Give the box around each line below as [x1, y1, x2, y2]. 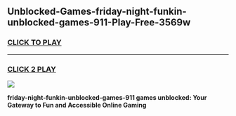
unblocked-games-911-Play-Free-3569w [7, 17, 191, 29]
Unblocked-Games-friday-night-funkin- [7, 6, 188, 18]
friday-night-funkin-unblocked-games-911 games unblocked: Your [7, 93, 207, 101]
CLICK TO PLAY [7, 38, 62, 48]
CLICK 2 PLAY [7, 64, 56, 74]
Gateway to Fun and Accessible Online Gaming [7, 101, 147, 109]
